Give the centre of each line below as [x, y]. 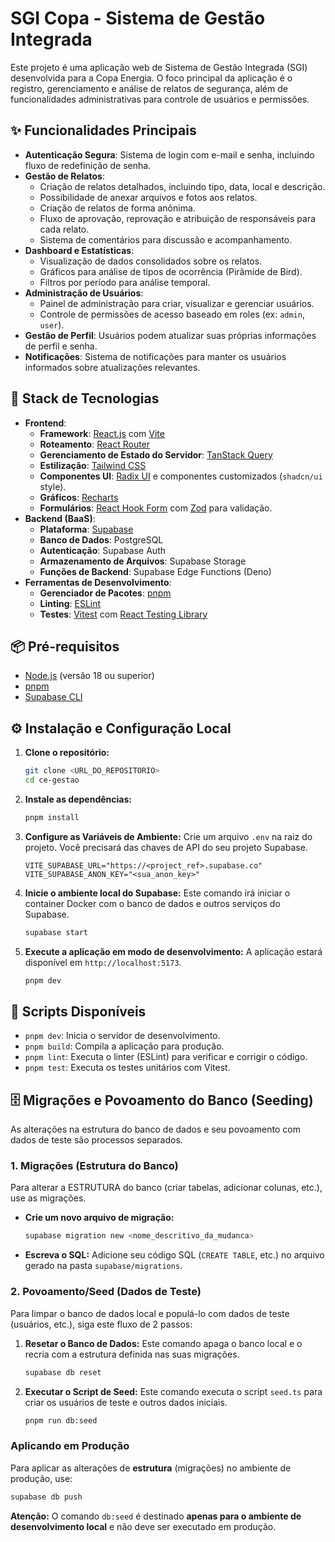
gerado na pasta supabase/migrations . [103, 1266]
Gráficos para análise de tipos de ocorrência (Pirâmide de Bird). [171, 271]
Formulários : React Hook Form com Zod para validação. [156, 508]
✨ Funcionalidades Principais [103, 130]
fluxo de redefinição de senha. [88, 165]
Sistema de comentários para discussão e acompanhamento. [166, 239]
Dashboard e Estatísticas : [79, 250]
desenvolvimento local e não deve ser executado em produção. [143, 1526]
